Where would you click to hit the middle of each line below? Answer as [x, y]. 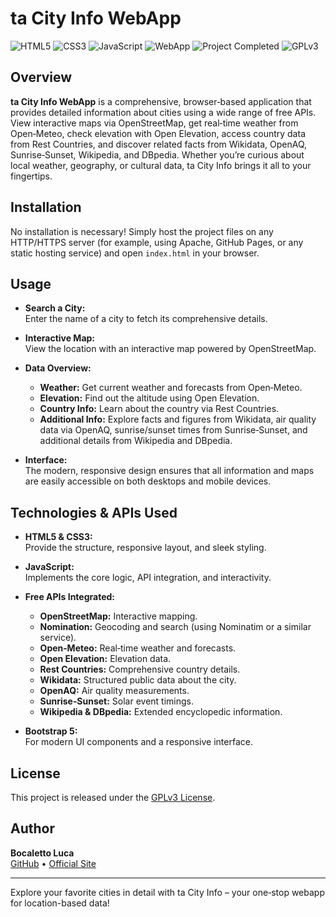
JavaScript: [49, 567]
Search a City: [55, 308]
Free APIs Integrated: [69, 597]
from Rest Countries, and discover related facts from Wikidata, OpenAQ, [159, 144]
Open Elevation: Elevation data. [105, 659]
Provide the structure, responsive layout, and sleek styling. [145, 548]
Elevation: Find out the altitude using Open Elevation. [149, 398]
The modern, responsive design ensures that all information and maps [169, 471]
